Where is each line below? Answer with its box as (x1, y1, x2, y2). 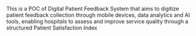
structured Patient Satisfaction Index (6, 24, 98, 31)
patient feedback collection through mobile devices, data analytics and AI (6, 11, 190, 19)
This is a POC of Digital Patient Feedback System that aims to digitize (6, 5, 180, 12)
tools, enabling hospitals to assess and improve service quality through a (6, 18, 189, 25)
